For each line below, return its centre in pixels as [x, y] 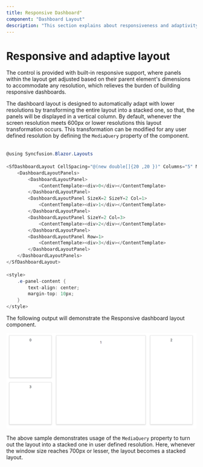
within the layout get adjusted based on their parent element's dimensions [98, 79]
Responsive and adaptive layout [88, 56]
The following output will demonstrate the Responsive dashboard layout [96, 318]
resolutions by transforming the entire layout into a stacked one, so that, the [101, 110]
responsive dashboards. [36, 92]
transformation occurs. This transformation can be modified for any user [96, 129]
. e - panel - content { [42, 281]
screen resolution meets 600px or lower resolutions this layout [84, 123]
